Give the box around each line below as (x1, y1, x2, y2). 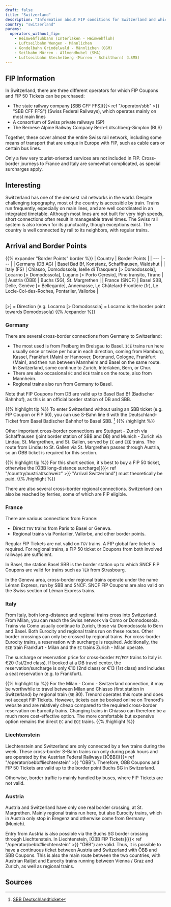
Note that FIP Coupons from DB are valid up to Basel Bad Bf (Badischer (5, 391, 154, 397)
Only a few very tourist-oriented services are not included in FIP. (5, 155, 141, 161)
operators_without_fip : (10, 31, 60, 36)
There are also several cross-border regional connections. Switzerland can (5, 485, 162, 492)
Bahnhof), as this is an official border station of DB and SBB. (5, 397, 131, 403)
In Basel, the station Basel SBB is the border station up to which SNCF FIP (5, 562, 160, 568)
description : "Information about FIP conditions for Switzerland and (5, 17, 156, 22)
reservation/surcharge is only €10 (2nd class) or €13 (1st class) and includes (5, 665, 165, 671)
